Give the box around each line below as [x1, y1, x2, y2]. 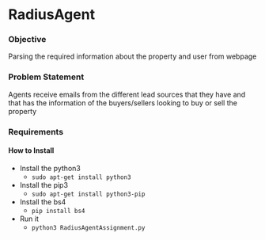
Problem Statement [8, 71, 85, 82]
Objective [8, 34, 47, 45]
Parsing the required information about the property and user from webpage [8, 51, 257, 61]
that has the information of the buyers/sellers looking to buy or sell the [8, 97, 237, 108]
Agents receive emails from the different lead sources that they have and [8, 90, 246, 99]
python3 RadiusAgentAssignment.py [31, 223, 146, 231]
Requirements [8, 126, 64, 137]
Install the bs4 [19, 196, 66, 207]
